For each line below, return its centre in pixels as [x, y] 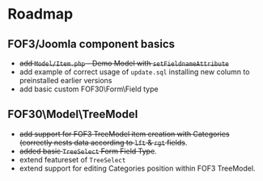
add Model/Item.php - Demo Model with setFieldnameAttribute [124, 63]
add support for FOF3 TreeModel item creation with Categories [124, 133]
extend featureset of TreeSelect [72, 159]
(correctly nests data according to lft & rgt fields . [103, 142]
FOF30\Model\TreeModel [73, 114]
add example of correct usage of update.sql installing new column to [134, 72]
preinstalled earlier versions [66, 80]
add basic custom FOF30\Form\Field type [89, 89]
